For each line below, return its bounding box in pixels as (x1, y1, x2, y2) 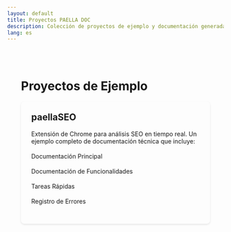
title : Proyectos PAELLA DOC (7, 16, 91, 23)
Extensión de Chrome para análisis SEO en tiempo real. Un (31, 130, 197, 138)
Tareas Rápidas (31, 182, 75, 190)
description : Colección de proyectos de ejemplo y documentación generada (7, 23, 226, 30)
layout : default (7, 10, 54, 17)
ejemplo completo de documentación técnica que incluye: (31, 137, 196, 145)
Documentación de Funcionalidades (31, 167, 133, 175)
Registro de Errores (31, 197, 86, 205)
